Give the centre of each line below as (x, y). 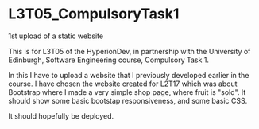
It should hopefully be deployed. (61, 115)
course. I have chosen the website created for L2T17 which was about (123, 84)
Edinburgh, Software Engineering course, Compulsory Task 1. (108, 60)
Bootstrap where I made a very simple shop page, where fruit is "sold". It (127, 92)
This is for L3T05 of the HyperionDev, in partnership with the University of (129, 51)
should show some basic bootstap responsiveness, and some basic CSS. (128, 100)
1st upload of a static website (56, 36)
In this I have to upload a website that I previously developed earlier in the (129, 75)
